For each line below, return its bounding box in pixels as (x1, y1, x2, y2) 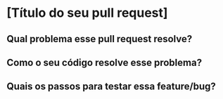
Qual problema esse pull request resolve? (6, 33, 193, 45)
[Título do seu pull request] (6, 5, 168, 21)
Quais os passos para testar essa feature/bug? (6, 81, 216, 93)
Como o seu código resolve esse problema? (6, 56, 202, 68)
